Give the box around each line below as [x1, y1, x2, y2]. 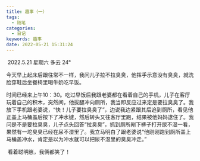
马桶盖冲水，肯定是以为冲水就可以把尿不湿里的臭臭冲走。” [6, 136, 147, 143]
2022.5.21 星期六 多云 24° [7, 59, 71, 66]
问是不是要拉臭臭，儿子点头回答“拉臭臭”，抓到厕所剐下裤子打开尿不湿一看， [6, 121, 193, 128]
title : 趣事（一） [6, 8, 48, 15]
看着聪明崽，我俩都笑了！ [7, 148, 70, 155]
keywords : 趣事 [6, 36, 42, 42]
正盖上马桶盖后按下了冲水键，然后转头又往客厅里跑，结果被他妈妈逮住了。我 [6, 113, 194, 120]
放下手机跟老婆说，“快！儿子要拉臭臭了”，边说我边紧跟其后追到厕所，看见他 [6, 106, 193, 113]
